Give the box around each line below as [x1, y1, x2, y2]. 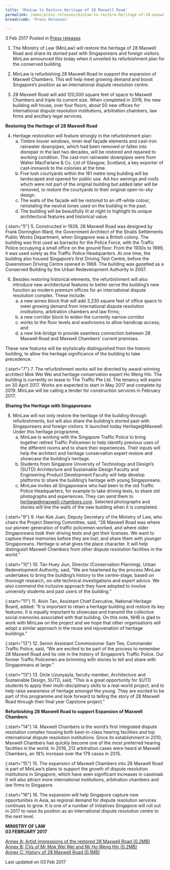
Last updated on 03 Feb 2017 [5, 859, 66, 865]
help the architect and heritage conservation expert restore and [20, 450, 153, 456]
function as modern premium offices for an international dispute [12, 287, 146, 293]
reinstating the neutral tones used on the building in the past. [20, 203, 147, 209]
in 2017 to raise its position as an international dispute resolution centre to [5, 808, 159, 814]
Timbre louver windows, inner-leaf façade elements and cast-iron [20, 138, 157, 144]
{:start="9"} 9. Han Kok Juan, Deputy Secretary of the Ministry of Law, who [5, 514, 163, 520]
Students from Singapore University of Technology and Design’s [20, 461, 154, 467]
